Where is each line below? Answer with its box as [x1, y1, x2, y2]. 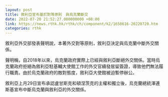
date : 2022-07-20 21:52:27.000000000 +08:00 [5, 16, 100, 21]
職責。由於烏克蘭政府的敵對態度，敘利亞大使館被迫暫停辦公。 [9, 69, 137, 75]
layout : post [5, 7, 33, 12]
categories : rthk [5, 26, 42, 31]
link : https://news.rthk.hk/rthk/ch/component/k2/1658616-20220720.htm [5, 21, 158, 26]
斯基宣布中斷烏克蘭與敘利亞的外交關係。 [5, 86, 89, 92]
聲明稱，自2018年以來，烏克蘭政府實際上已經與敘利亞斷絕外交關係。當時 [5, 57, 156, 63]
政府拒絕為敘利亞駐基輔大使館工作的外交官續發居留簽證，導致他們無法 [14, 63, 159, 69]
